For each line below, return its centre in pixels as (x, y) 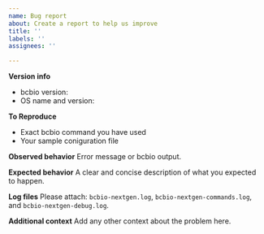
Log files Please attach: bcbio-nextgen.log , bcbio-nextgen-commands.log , (130, 197)
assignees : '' (32, 46)
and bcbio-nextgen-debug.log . (59, 206)
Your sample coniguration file (69, 141)
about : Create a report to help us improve (83, 24)
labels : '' (27, 39)
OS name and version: (57, 101)
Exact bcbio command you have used (83, 132)
